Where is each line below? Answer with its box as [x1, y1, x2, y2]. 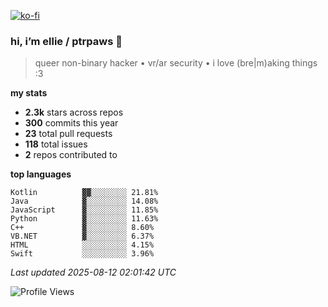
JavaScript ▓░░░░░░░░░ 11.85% [10, 205, 159, 215]
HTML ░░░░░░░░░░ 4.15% [10, 240, 155, 250]
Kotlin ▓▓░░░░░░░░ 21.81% [10, 188, 159, 198]
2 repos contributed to [24, 149, 118, 161]
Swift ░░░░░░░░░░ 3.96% [10, 249, 155, 259]
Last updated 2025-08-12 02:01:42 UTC [10, 266, 177, 279]
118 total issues [24, 138, 88, 150]
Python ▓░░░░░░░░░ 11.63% [10, 214, 159, 224]
